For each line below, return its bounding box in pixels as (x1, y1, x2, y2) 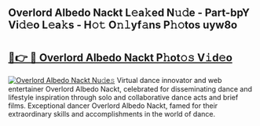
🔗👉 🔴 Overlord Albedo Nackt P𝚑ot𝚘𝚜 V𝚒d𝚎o (8, 51, 233, 64)
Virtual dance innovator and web (116, 76, 222, 85)
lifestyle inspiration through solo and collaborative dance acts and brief (8, 93, 239, 102)
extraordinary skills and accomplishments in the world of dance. (8, 110, 216, 118)
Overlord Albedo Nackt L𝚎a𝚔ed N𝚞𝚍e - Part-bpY (8, 6, 250, 20)
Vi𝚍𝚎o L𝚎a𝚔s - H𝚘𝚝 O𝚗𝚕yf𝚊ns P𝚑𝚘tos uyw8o (8, 19, 238, 32)
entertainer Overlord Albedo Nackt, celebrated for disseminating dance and (8, 85, 253, 93)
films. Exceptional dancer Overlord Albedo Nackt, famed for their (8, 101, 218, 110)
